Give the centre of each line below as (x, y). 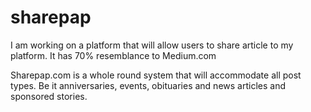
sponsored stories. (49, 96)
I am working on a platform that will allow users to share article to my (152, 45)
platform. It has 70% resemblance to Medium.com (113, 55)
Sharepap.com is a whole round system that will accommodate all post (156, 75)
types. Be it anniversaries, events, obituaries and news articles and (148, 85)
